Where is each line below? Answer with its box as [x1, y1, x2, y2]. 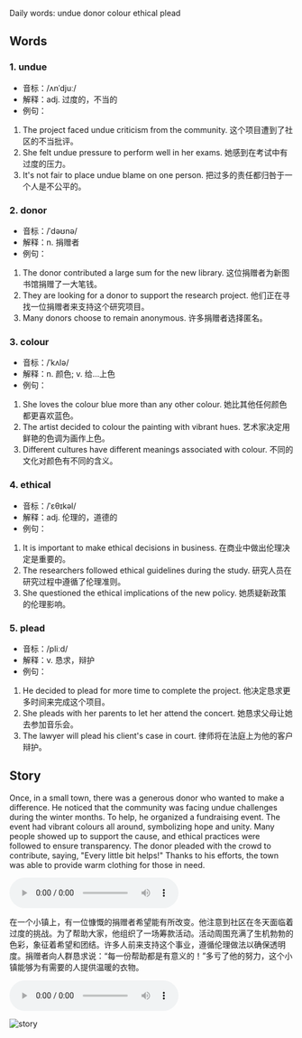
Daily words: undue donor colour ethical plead [9, 8, 181, 18]
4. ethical [9, 479, 51, 491]
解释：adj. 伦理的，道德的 [22, 511, 118, 522]
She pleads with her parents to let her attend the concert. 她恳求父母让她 [22, 707, 293, 718]
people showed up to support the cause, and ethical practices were [9, 830, 261, 841]
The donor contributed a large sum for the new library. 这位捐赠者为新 [22, 267, 282, 278]
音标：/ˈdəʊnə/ [22, 225, 78, 236]
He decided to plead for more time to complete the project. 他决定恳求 [22, 685, 283, 696]
